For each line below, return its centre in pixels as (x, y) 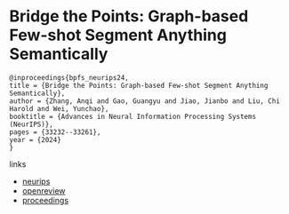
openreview (44, 190)
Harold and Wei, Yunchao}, (59, 108)
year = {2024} (36, 139)
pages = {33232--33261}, (55, 132)
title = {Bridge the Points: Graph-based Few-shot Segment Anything (139, 85)
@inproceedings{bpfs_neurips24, (69, 77)
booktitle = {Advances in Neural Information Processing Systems (132, 116)
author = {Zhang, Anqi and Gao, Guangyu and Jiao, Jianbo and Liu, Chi (144, 101)
